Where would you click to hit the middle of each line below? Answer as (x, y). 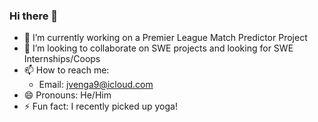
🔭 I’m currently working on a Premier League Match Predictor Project (165, 38)
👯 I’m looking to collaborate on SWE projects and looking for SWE (158, 48)
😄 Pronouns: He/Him (67, 95)
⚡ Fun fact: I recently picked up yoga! (100, 106)
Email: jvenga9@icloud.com (96, 85)
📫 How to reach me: (66, 70)
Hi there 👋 (34, 16)
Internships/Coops (62, 59)
